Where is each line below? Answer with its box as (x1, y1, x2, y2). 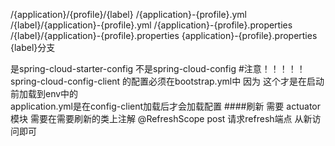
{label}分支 (10, 42, 56, 53)
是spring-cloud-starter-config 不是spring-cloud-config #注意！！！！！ (10, 63, 306, 74)
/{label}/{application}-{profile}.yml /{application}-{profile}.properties (10, 19, 293, 31)
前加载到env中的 (10, 88, 79, 99)
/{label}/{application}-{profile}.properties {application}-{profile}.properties (10, 30, 318, 41)
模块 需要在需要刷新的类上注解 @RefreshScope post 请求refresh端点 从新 (10, 113, 313, 124)
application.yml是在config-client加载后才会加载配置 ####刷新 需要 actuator (10, 100, 321, 112)
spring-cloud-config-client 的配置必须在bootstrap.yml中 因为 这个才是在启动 (10, 75, 325, 87)
